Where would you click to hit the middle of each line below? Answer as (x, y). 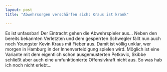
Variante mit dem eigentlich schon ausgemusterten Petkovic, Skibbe (76, 54)
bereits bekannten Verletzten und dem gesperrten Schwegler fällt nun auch (83, 38)
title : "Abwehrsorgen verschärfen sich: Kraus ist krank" (67, 14)
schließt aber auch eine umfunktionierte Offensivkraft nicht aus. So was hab (83, 59)
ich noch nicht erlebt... (28, 65)
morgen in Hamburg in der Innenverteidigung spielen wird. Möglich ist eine (82, 49)
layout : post (19, 10)
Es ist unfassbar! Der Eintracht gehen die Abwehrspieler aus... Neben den (81, 33)
